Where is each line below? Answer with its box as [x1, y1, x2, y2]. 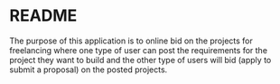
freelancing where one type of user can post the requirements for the [9, 44, 268, 55]
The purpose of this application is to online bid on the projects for [9, 35, 253, 46]
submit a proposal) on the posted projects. [9, 64, 168, 75]
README [9, 5, 78, 26]
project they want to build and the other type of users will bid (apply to [9, 54, 272, 65]
